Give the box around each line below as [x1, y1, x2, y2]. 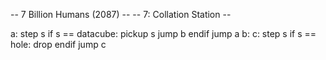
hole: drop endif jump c [10, 39, 107, 50]
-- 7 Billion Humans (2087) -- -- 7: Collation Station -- [10, 9, 232, 20]
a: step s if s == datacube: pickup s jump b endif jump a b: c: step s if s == [10, 28, 317, 39]
